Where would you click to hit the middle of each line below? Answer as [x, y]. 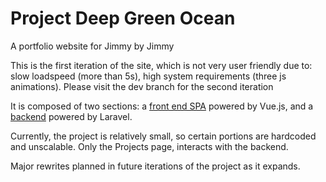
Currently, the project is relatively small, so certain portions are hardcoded [163, 136]
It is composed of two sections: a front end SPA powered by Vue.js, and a [162, 106]
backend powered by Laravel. [71, 116]
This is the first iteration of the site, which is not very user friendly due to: [161, 65]
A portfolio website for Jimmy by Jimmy [92, 46]
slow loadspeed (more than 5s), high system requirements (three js [148, 76]
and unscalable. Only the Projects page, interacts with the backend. [149, 146]
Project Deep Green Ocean [123, 18]
